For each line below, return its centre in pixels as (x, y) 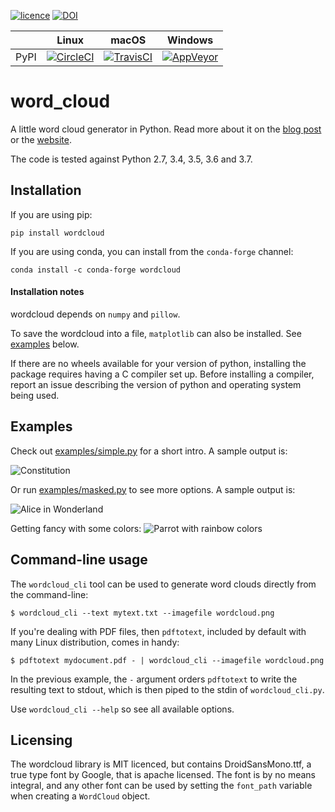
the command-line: (49, 594)
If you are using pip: (51, 214)
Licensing (41, 740)
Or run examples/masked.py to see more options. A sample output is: (153, 489)
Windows (190, 40)
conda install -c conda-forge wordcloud (96, 270)
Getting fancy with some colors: (76, 528)
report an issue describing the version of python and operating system (156, 384)
